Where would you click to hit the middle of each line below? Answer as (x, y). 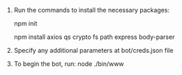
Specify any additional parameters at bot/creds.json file (93, 50)
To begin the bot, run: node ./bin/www (69, 64)
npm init (25, 23)
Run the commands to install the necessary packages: (92, 10)
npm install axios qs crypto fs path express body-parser (94, 37)
